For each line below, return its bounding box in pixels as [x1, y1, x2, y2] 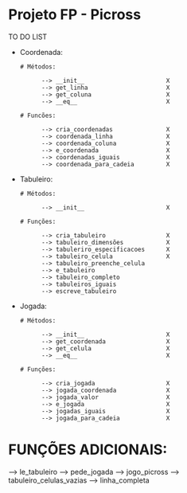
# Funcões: [19, 112, 56, 119]
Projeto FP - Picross [8, 6, 142, 24]
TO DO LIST [8, 32, 48, 41]
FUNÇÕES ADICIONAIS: [8, 440, 168, 459]
